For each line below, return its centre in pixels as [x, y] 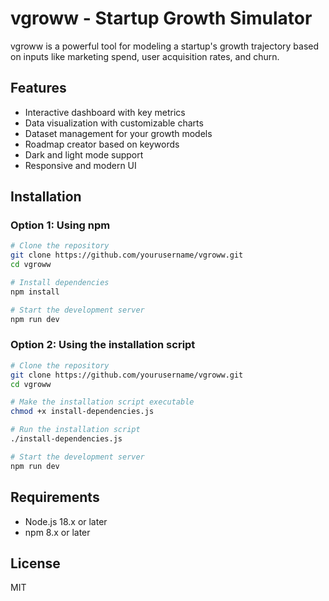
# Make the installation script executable [102, 402]
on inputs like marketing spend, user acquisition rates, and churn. [145, 56]
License [35, 563]
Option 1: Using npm [60, 225]
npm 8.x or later [57, 532]
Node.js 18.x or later [66, 521]
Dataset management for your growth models [118, 133]
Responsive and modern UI [80, 165]
